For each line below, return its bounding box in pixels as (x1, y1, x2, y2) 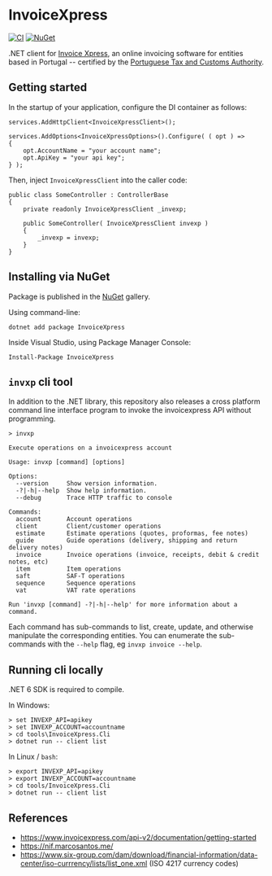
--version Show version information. (15, 480, 158, 488)
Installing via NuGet (8, 270, 110, 284)
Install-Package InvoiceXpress (8, 353, 114, 361)
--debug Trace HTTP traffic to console (15, 494, 173, 502)
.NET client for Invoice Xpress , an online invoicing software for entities (8, 48, 244, 58)
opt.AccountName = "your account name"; (23, 147, 162, 155)
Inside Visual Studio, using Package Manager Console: (8, 337, 192, 347)
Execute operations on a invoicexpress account (8, 444, 173, 453)
